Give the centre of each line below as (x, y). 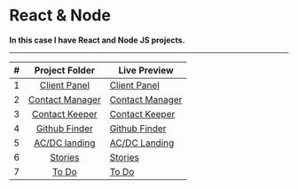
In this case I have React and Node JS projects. (97, 40)
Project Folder (65, 70)
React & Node (60, 16)
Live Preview (146, 70)
